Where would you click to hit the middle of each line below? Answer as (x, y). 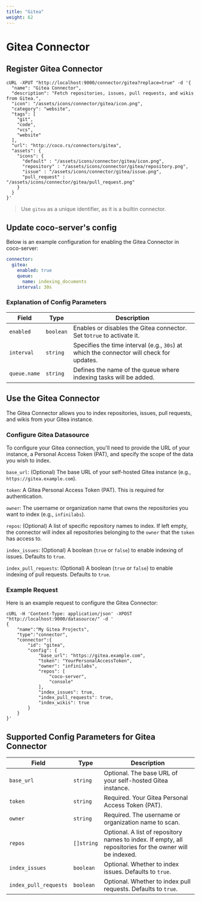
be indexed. (120, 854)
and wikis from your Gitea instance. (50, 419)
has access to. (24, 538)
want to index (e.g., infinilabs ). (46, 514)
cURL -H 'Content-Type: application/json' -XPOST (69, 614)
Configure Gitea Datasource (48, 435)
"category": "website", (41, 109)
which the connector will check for (122, 352)
